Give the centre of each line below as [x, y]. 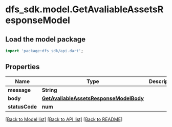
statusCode [23, 107]
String [49, 90]
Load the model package [46, 39]
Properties [23, 67]
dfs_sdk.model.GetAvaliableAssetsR [84, 9]
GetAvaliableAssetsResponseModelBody [93, 98]
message [19, 90]
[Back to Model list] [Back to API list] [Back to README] [64, 119]
